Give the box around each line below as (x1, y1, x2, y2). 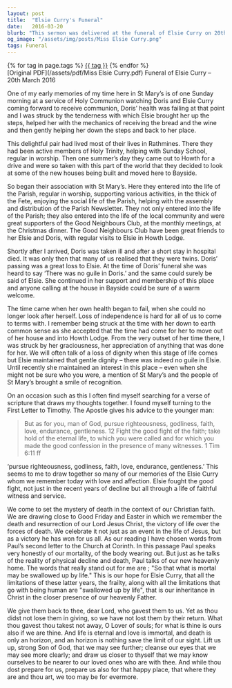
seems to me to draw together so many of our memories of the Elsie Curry (7, 469, 219, 478)
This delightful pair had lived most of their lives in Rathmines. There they (7, 140, 213, 147)
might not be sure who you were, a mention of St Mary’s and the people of (7, 371, 219, 379)
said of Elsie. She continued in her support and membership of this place (7, 277, 215, 284)
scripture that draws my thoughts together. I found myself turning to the (7, 399, 211, 407)
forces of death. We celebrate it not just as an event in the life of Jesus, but (7, 527, 221, 535)
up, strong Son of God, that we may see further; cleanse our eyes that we (7, 644, 216, 651)
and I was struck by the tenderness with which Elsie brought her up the (7, 111, 210, 120)
